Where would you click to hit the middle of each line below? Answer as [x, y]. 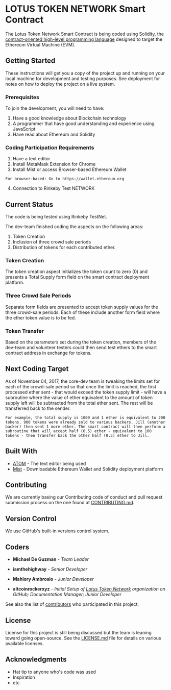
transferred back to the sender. [38, 408]
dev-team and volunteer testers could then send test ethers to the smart [81, 348]
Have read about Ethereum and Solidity [54, 134]
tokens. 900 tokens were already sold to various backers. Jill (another [86, 422]
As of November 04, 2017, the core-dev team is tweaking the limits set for [83, 381]
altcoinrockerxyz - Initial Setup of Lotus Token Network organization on [89, 589]
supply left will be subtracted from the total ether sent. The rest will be [79, 403]
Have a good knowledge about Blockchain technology [69, 118]
